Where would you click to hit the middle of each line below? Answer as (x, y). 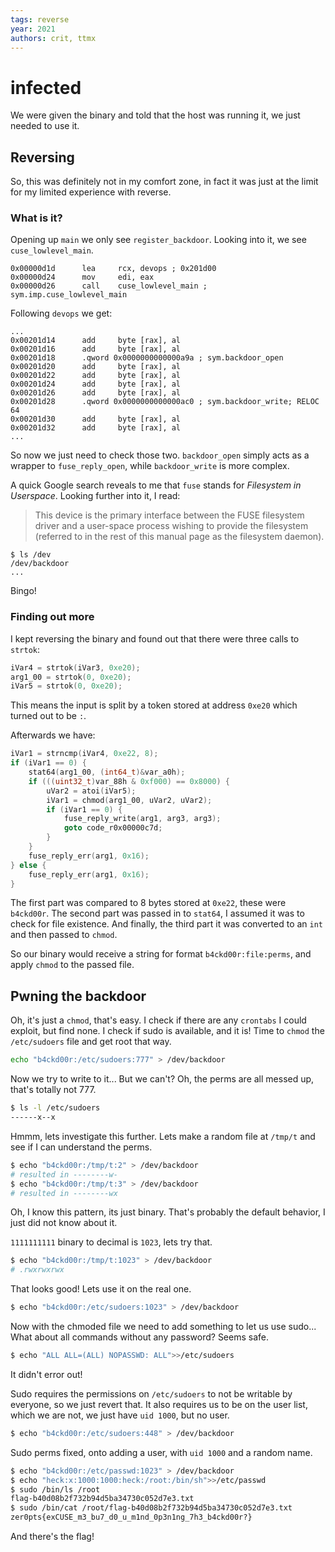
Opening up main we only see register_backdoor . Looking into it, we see (158, 240)
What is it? (36, 218)
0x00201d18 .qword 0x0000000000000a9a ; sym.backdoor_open (147, 358)
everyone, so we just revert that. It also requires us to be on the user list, (159, 1404)
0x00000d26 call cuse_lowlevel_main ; (109, 286)
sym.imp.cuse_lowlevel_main (69, 295)
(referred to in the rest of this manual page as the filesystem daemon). (179, 537)
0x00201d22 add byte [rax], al (96, 376)
